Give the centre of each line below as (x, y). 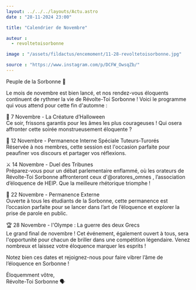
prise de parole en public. (37, 213)
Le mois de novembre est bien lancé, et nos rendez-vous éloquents (87, 93)
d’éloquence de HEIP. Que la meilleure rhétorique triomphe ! (78, 183)
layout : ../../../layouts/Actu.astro (52, 11)
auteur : (17, 38)
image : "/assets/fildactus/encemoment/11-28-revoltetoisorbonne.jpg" (94, 54)
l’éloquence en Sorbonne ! (38, 263)
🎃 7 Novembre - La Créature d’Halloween (56, 117)
